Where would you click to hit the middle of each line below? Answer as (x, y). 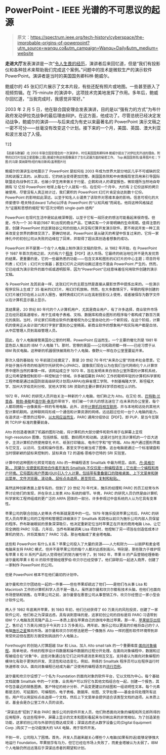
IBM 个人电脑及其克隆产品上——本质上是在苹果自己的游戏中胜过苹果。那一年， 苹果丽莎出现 (83, 620)
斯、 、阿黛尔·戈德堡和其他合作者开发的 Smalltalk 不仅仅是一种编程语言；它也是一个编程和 (80, 468)
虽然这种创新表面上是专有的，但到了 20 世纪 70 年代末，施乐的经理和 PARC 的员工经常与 (80, 488)
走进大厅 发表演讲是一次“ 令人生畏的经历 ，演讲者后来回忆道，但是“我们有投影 (83, 63)
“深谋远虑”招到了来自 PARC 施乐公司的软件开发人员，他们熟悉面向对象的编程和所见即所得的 (83, 712)
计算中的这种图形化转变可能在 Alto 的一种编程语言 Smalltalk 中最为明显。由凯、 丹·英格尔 (80, 463)
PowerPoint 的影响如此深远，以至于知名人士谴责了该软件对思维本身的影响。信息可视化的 (80, 198)
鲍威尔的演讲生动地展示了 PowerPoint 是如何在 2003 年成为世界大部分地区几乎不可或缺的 (81, 171)
